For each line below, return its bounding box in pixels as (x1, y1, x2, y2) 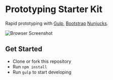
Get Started (5, 45, 42, 54)
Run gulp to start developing (12, 69, 72, 75)
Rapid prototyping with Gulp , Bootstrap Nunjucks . (5, 20, 108, 26)
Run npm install (12, 63, 47, 69)
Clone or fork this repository (12, 58, 72, 64)
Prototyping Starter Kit (5, 4, 102, 15)
